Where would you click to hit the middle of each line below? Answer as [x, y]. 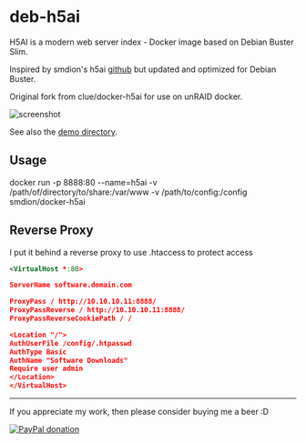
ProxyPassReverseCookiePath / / [71, 319]
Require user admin [46, 369]
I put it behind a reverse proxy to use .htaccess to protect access [131, 252]
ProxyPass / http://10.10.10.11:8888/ [83, 302]
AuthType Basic [38, 352]
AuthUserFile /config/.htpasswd [71, 343]
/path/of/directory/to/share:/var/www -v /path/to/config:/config [128, 192]
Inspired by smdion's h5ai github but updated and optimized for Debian [143, 69]
